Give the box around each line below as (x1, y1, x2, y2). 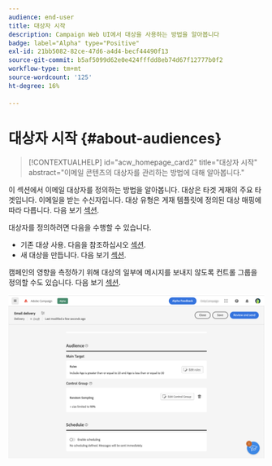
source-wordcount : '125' (8, 73, 93, 81)
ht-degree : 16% (8, 81, 60, 90)
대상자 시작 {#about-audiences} (8, 129, 222, 147)
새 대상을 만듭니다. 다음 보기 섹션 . (19, 250, 127, 260)
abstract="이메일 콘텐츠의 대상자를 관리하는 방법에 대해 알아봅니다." (28, 168, 245, 178)
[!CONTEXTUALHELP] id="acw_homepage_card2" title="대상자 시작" (28, 157, 258, 167)
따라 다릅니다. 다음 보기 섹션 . (8, 205, 100, 215)
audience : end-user (8, 13, 75, 21)
